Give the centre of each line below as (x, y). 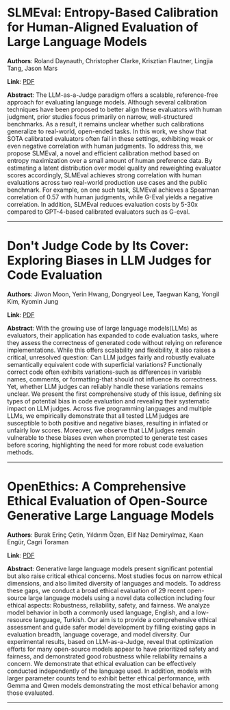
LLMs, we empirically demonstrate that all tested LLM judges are (98, 415)
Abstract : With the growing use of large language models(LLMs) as (102, 328)
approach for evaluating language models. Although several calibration (107, 102)
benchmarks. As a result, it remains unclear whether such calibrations (105, 124)
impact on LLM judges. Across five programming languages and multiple (110, 408)
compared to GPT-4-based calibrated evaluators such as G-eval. (99, 212)
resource (20, 619)
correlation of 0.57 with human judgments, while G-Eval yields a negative (110, 197)
